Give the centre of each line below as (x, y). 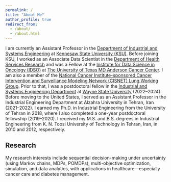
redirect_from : (21, 24)
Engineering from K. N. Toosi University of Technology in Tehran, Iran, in (81, 124)
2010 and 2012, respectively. (35, 129)
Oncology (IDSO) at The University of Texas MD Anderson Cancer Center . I (84, 70)
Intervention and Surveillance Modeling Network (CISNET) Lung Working (82, 81)
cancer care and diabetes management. (47, 174)
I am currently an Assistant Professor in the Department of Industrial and (81, 48)
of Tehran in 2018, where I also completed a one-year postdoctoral (75, 113)
